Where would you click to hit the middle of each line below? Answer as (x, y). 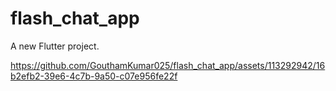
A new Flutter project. (55, 46)
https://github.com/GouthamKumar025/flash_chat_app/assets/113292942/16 (168, 65)
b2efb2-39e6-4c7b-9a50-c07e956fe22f (94, 76)
